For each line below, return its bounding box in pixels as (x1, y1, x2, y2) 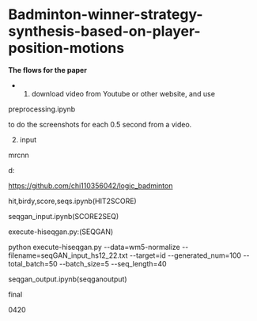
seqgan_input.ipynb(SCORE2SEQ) (8, 211, 119, 221)
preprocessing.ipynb (8, 104, 76, 114)
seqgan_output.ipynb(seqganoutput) (8, 274, 128, 284)
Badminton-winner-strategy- (8, 6, 203, 24)
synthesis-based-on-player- (8, 22, 201, 40)
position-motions (8, 40, 125, 57)
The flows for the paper (8, 65, 87, 74)
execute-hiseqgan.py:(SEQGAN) (8, 227, 114, 236)
